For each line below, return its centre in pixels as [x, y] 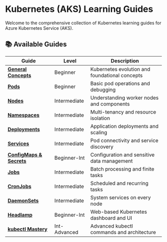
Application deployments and [125, 126]
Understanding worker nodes [125, 98]
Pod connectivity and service [124, 140]
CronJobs [19, 186]
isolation [100, 118]
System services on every [121, 197]
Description [125, 60]
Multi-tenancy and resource [123, 112]
